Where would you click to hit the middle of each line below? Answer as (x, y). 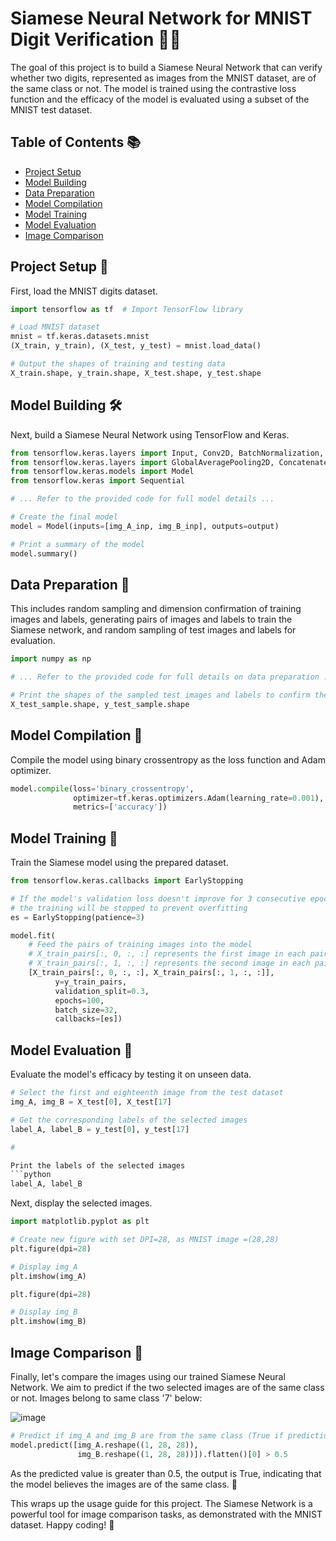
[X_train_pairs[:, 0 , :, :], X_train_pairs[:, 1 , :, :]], (151, 973)
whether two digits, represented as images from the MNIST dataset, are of (163, 78)
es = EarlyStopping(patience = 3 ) (77, 917)
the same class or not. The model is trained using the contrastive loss (153, 88)
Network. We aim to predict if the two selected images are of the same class (167, 1387)
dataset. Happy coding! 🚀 (62, 1524)
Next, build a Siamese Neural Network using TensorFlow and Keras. (150, 434)
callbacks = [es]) (88, 1019)
